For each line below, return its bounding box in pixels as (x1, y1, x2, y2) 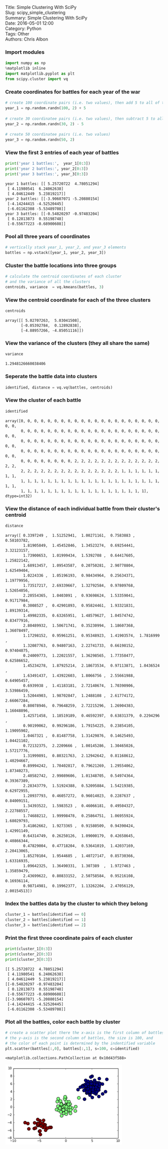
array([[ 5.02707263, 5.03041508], (5, 318, 81, 323)
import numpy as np (5, 61, 46, 66)
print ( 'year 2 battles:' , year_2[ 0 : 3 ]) (5, 166, 88, 172)
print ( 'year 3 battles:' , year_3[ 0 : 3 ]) (5, 172, 88, 177)
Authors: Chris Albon (5, 36, 48, 42)
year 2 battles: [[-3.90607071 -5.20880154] (5, 196, 99, 202)
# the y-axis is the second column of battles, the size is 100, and (5, 1035, 153, 1040)
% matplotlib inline (5, 66, 46, 71)
